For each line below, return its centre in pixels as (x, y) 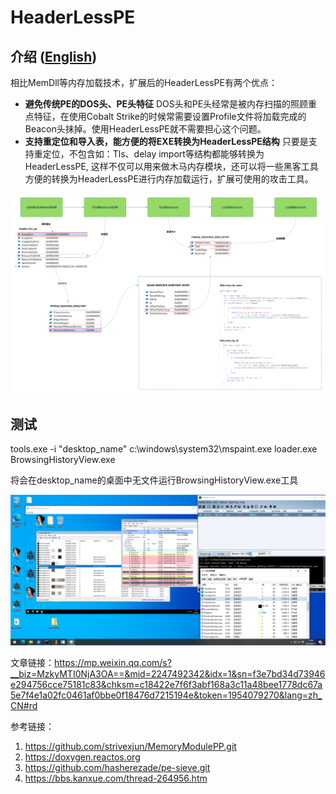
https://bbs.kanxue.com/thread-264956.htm (116, 778)
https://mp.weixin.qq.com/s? (113, 663)
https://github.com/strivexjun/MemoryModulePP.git (130, 747)
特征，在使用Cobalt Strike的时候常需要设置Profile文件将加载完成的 (170, 116)
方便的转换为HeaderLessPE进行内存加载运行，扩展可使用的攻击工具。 (169, 179)
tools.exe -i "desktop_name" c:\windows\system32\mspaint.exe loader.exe (164, 449)
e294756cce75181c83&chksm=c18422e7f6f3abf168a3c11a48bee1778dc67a (166, 685)
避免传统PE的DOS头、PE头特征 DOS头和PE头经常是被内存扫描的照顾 (166, 104)
